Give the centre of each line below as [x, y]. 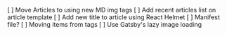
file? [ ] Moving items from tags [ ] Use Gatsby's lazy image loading [105, 24]
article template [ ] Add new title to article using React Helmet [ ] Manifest [113, 17]
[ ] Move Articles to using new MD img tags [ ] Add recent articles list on [112, 10]
